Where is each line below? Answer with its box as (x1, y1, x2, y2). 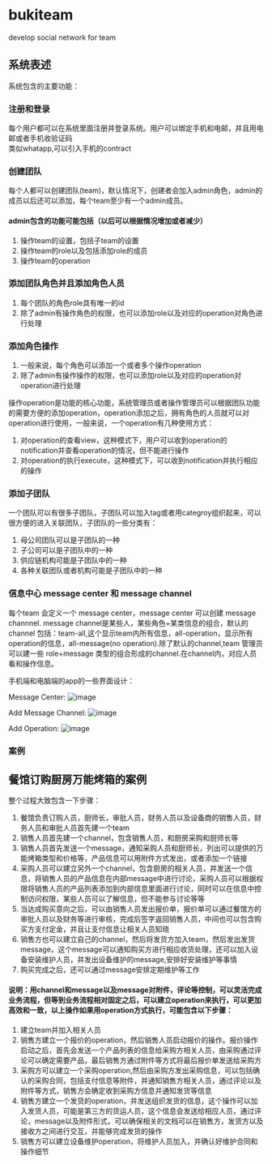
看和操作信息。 (8, 658, 58, 668)
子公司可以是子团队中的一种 (19, 546, 113, 555)
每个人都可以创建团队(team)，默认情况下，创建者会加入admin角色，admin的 (8, 186, 263, 195)
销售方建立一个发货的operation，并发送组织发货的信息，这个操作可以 (19, 1096, 251, 1106)
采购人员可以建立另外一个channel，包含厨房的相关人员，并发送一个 (19, 863, 246, 873)
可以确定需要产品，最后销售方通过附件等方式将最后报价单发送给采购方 (27, 1055, 261, 1065)
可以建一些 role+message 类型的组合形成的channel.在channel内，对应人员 (8, 648, 257, 658)
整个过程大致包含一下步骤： (8, 796, 101, 806)
